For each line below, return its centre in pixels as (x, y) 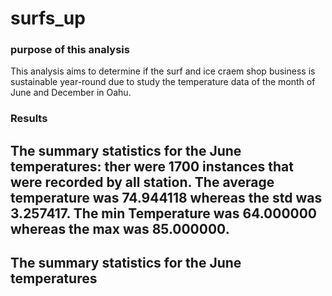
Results (29, 119)
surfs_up (48, 18)
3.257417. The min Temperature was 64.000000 (164, 213)
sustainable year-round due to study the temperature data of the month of (163, 82)
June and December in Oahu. (71, 93)
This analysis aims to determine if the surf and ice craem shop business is (163, 71)
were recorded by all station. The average (142, 182)
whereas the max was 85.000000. (120, 228)
